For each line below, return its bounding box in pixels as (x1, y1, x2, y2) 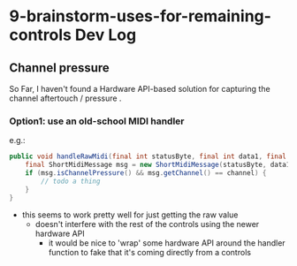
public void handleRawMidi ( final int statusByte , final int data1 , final (9, 152, 287, 161)
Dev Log (74, 25, 137, 45)
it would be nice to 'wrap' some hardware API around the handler (48, 237, 286, 248)
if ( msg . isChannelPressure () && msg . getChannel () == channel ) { (25, 169, 267, 178)
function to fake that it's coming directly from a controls (48, 247, 252, 257)
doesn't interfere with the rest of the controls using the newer (34, 218, 260, 229)
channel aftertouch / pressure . (9, 93, 122, 103)
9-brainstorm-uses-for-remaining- (9, 6, 272, 27)
